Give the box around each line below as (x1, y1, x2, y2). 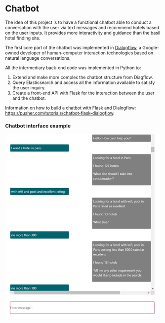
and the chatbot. (12, 95, 46, 101)
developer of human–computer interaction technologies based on (20, 50, 154, 56)
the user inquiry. (12, 84, 46, 90)
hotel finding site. (5, 35, 41, 41)
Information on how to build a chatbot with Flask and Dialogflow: (5, 105, 136, 111)
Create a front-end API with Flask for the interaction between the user (12, 90, 155, 96)
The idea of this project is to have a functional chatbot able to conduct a (5, 19, 152, 25)
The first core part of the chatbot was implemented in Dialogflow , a (5, 44, 142, 50)
